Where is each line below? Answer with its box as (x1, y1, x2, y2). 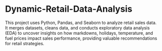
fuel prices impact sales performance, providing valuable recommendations (5, 35, 158, 41)
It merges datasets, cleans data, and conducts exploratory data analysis (5, 25, 150, 30)
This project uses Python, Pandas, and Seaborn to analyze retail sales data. (5, 20, 157, 25)
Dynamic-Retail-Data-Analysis (5, 3, 133, 15)
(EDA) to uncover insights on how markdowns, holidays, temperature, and (5, 30, 153, 36)
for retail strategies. (5, 40, 45, 46)
